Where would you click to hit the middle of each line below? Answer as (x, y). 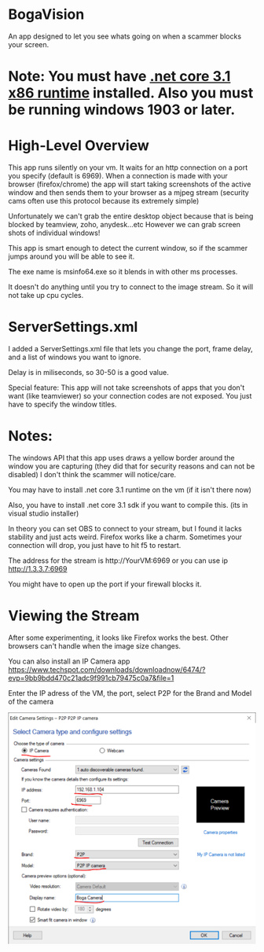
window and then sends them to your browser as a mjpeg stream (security (128, 193)
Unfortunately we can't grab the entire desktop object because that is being (131, 216)
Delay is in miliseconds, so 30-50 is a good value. (88, 372)
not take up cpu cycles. (46, 296)
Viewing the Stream (74, 616)
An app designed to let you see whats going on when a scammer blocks (125, 36)
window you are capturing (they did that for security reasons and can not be (132, 466)
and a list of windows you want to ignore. (75, 357)
